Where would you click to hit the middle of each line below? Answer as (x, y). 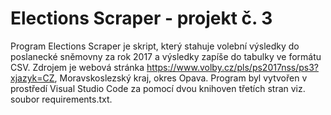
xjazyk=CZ (32, 78)
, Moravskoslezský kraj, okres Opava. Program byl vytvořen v (181, 78)
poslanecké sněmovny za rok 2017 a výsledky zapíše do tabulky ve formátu (166, 56)
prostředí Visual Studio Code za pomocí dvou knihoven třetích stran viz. (158, 88)
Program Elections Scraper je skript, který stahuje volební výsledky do (155, 46)
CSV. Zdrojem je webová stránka (77, 67)
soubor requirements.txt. (61, 99)
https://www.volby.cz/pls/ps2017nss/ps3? (232, 67)
